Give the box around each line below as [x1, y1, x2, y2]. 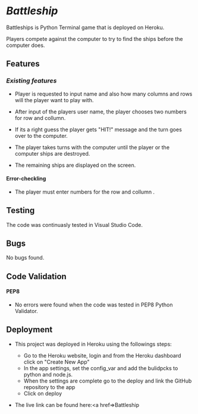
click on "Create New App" [23, 358, 90, 365]
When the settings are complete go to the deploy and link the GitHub [23, 377, 192, 384]
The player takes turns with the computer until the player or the [14, 144, 170, 151]
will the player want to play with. [14, 96, 94, 103]
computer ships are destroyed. [14, 150, 90, 157]
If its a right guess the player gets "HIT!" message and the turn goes [14, 126, 183, 133]
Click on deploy [23, 390, 62, 397]
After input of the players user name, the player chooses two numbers [14, 108, 187, 115]
